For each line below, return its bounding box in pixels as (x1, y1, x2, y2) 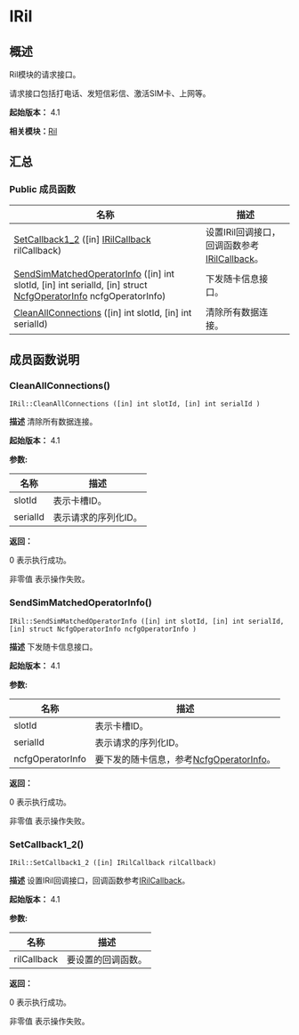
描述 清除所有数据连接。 (9, 416, 98, 427)
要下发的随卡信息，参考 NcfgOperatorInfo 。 (94, 753, 276, 765)
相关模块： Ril (9, 126, 58, 136)
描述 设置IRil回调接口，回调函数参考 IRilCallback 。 (9, 875, 190, 885)
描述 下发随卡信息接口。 (9, 641, 98, 651)
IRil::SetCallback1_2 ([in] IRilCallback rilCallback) (9, 858, 217, 867)
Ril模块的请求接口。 (9, 69, 81, 79)
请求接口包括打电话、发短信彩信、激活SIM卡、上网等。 (9, 88, 211, 99)
